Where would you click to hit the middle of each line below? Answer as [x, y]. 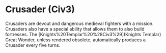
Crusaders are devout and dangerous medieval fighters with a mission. [79, 23]
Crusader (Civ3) [40, 9]
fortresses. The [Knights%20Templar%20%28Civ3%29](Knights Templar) [83, 34]
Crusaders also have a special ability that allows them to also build [75, 29]
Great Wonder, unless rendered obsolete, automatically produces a [76, 40]
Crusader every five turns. [33, 45]
